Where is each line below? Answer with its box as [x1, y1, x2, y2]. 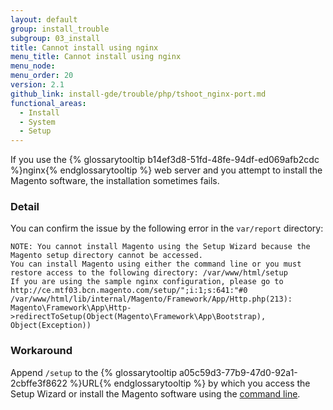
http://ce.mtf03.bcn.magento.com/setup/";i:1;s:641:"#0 [10, 286, 248, 296]
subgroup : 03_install [10, 33, 101, 43]
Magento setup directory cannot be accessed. [10, 251, 203, 261]
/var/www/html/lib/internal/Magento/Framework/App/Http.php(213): [10, 294, 293, 305]
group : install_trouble [10, 24, 110, 34]
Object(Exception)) [10, 321, 92, 331]
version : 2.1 [10, 80, 65, 90]
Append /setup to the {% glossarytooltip [10, 366, 177, 378]
